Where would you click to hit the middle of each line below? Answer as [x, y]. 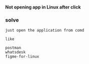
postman [13, 47]
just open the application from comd [45, 30]
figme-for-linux [22, 56]
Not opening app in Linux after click [43, 7]
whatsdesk [16, 52]
